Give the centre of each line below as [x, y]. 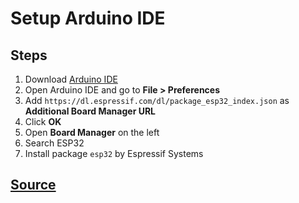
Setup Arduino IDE [88, 18]
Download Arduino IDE [71, 79]
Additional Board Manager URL [90, 111]
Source [33, 185]
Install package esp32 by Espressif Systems [114, 153]
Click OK [43, 121]
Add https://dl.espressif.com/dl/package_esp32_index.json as [157, 100]
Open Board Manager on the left [92, 132]
